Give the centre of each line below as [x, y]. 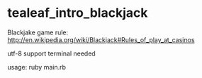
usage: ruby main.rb [37, 67]
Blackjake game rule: [38, 32]
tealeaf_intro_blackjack [78, 13]
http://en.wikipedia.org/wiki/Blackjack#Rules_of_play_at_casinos [101, 39]
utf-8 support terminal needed [51, 53]
